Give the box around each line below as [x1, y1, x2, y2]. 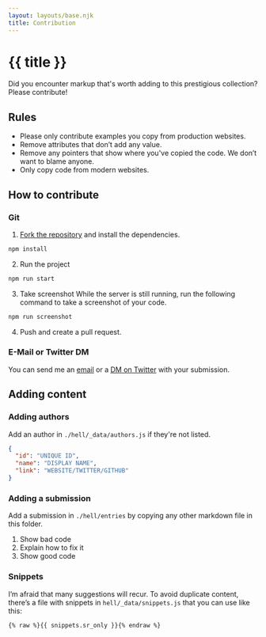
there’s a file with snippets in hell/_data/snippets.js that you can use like [8, 597, 251, 607]
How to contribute [8, 188, 100, 202]
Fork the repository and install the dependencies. [19, 229, 180, 239]
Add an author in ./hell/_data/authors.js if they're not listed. [8, 429, 211, 439]
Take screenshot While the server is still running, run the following [19, 289, 236, 298]
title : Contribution [8, 19, 77, 27]
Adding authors [8, 411, 70, 423]
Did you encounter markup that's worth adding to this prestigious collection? [8, 79, 258, 89]
